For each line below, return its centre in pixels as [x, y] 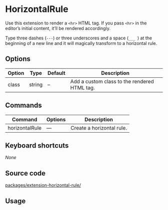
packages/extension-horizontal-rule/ [43, 185]
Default [56, 73]
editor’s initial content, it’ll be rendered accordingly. [58, 28]
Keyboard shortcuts [37, 145]
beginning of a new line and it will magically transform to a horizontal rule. [81, 43]
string [36, 84]
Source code [25, 173]
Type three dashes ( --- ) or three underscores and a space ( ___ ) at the [79, 38]
